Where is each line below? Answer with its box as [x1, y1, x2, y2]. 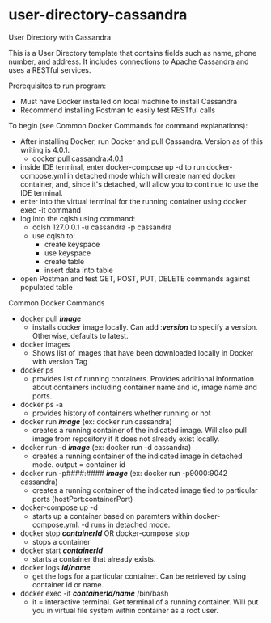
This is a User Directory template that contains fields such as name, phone [8, 48, 257, 57]
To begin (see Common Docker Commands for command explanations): [8, 120, 248, 130]
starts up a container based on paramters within [32, 511, 193, 520]
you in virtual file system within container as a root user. [32, 605, 218, 615]
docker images [19, 339, 70, 349]
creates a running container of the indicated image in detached [32, 451, 243, 461]
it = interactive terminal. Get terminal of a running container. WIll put [32, 596, 259, 607]
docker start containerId [19, 545, 104, 555]
